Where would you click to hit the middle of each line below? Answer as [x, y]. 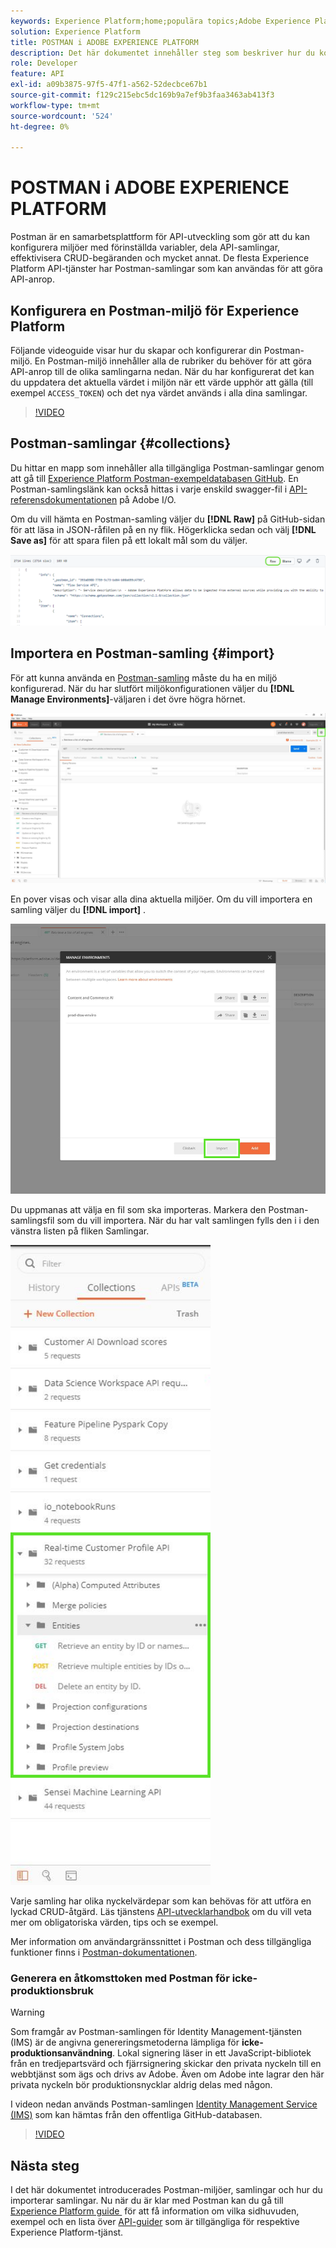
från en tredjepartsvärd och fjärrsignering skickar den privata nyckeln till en [166, 2064]
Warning [27, 2012]
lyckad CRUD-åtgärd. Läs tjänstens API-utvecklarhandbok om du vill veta [161, 1911]
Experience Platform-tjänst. [67, 2232]
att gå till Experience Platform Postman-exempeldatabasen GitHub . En [154, 478]
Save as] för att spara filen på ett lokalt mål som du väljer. [129, 540]
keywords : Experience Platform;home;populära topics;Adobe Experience [160, 21]
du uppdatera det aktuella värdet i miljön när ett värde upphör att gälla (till [162, 382]
